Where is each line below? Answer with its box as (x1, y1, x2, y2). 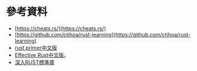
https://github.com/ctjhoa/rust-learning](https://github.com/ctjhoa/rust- (16, 31, 191, 38)
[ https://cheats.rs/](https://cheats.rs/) (14, 24, 106, 32)
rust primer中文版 (14, 44, 58, 51)
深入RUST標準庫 (14, 59, 55, 66)
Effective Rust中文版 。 (14, 51, 69, 58)
